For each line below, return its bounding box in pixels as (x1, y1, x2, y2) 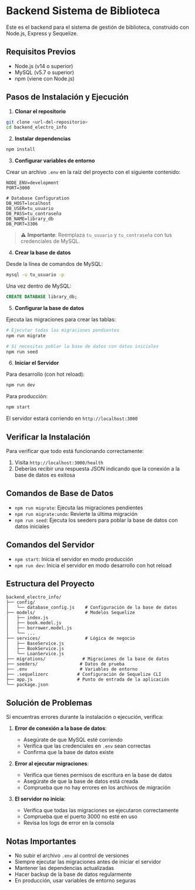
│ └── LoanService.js (6, 651, 65, 657)
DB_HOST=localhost (6, 201, 51, 206)
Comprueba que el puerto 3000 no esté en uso (23, 813, 138, 820)
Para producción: (6, 393, 48, 400)
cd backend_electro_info (6, 125, 67, 131)
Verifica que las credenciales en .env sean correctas (23, 742, 151, 749)
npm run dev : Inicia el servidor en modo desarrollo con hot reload (14, 562, 172, 569)
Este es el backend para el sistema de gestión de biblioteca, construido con (6, 24, 189, 31)
